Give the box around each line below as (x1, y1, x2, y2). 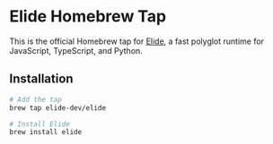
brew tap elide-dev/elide (9, 103, 106, 113)
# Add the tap (9, 95, 63, 104)
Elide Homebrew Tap (9, 6, 167, 27)
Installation (9, 72, 74, 87)
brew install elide (9, 128, 83, 137)
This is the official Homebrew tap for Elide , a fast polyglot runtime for (9, 36, 265, 47)
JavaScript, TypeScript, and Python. (9, 45, 144, 55)
